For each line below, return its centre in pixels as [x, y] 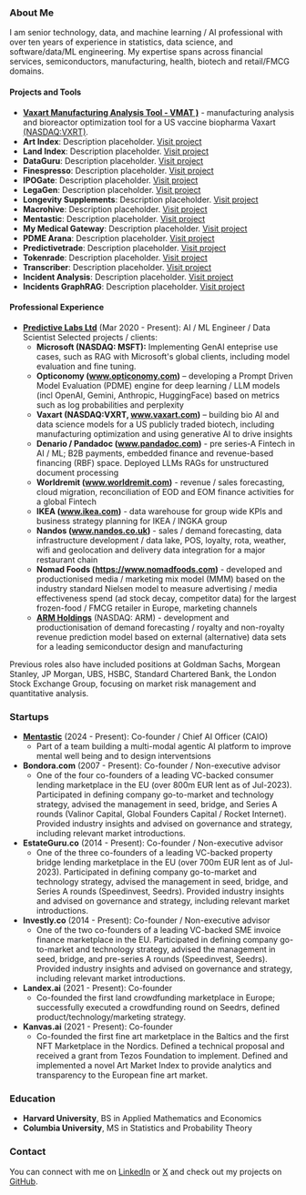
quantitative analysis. [49, 693]
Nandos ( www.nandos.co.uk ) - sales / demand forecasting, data [159, 531]
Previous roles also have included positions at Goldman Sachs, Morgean [145, 664]
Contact [28, 1151]
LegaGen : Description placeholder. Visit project [112, 189]
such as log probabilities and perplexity [110, 405]
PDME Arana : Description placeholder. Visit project [118, 238]
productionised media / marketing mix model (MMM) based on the [160, 579]
